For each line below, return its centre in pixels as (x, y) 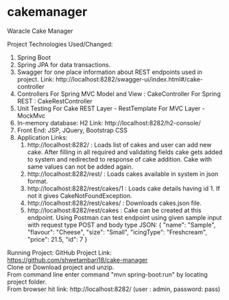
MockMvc (31, 115)
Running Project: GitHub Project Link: (59, 252)
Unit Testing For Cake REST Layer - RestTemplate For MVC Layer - (111, 108)
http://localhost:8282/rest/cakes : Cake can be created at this (114, 210)
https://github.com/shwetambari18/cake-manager (77, 260)
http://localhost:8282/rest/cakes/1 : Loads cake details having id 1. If (124, 188)
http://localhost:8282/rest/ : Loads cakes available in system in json (123, 174)
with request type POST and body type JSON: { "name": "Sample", (121, 225)
